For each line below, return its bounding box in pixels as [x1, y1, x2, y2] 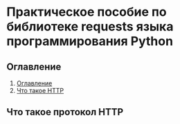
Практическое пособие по [6, 4, 167, 20]
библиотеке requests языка [6, 19, 174, 34]
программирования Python [6, 34, 174, 49]
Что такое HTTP [16, 87, 64, 94]
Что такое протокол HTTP [6, 106, 124, 118]
